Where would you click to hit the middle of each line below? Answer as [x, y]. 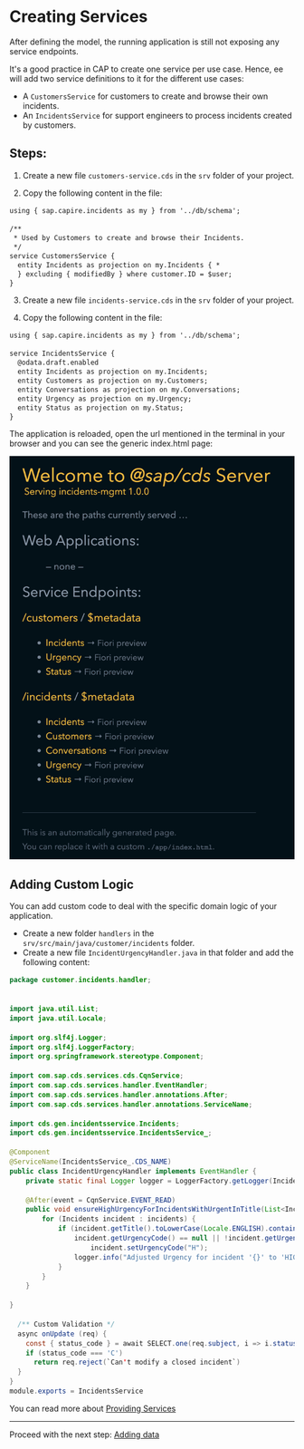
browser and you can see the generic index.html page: [111, 443]
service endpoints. [44, 51]
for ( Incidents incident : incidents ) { [119, 1219]
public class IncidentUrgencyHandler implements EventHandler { [133, 1171]
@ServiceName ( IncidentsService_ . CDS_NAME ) [90, 1162]
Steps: [28, 154]
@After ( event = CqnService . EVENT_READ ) [101, 1200]
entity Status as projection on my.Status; [100, 408]
